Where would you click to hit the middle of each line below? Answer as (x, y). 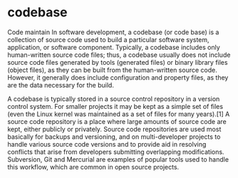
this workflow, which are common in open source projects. (93, 167)
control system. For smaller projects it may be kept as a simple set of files (115, 106)
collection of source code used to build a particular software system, (108, 39)
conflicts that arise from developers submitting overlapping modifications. (116, 152)
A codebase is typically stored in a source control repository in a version (114, 99)
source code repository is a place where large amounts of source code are (117, 121)
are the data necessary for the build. (61, 85)
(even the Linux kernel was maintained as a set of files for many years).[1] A (119, 114)
